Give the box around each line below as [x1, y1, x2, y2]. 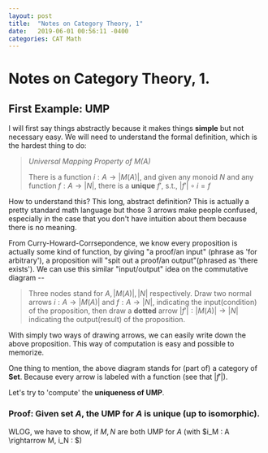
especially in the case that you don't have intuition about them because [8, 214, 248, 224]
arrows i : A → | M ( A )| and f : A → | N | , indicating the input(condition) [28, 298, 257, 307]
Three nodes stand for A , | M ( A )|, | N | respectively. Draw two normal [28, 289, 252, 298]
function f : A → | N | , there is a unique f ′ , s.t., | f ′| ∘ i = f [28, 181, 211, 191]
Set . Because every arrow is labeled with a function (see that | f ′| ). [8, 372, 228, 382]
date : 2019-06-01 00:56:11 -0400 [8, 27, 129, 35]
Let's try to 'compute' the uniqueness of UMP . [8, 388, 165, 398]
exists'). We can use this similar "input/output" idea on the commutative [8, 264, 249, 274]
